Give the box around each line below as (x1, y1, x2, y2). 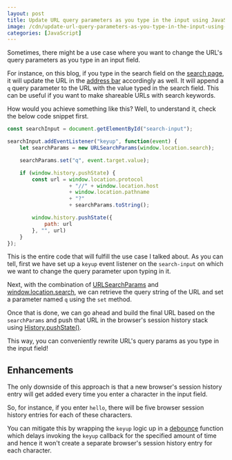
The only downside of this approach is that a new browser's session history (7, 382, 222, 391)
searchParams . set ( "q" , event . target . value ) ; (19, 157, 150, 163)
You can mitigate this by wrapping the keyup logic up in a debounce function (7, 424, 224, 433)
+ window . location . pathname (68, 188, 150, 196)
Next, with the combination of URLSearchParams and (7, 281, 159, 289)
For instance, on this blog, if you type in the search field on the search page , (7, 69, 224, 78)
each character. (7, 446, 52, 454)
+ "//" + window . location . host (68, 182, 159, 189)
